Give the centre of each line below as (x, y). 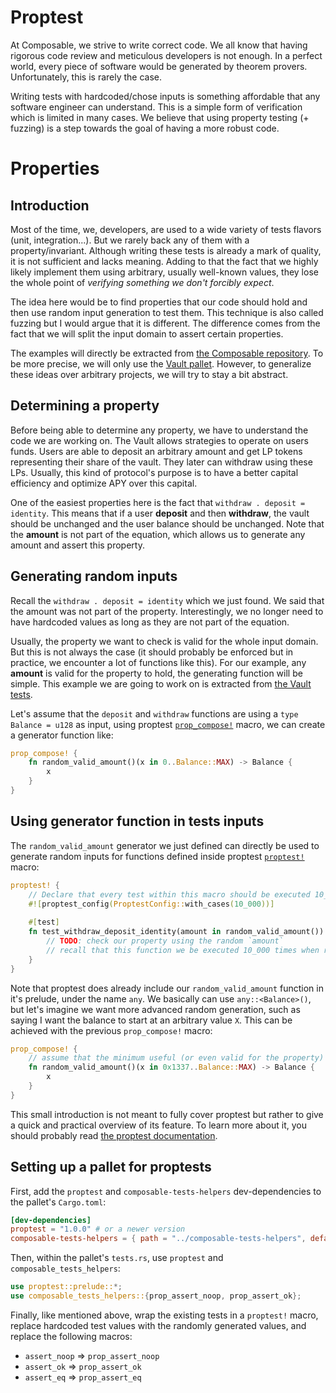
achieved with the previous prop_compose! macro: (111, 1030)
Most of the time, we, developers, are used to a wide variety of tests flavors (166, 229)
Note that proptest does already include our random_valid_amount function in (167, 988)
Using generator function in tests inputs (137, 821)
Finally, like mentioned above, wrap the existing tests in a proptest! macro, (164, 1315)
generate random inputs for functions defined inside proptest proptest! (157, 856)
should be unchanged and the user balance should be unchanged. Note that (167, 523)
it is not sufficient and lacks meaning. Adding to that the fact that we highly (164, 261)
